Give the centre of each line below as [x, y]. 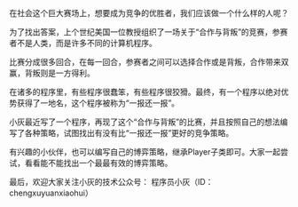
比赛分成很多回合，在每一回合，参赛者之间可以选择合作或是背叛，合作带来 [145, 62]
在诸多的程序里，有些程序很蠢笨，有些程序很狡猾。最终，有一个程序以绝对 [145, 92]
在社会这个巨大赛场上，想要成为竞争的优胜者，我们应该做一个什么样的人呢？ [149, 13]
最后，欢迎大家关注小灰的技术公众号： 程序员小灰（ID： [111, 182]
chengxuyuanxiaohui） [51, 193]
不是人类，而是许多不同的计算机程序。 [86, 43]
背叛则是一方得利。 [59, 73]
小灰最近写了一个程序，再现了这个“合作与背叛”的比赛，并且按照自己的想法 [145, 122]
